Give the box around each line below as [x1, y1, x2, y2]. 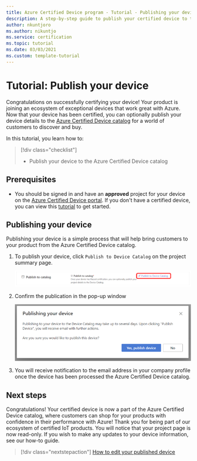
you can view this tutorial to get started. [14, 203, 111, 210]
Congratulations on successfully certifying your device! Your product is [6, 98, 178, 105]
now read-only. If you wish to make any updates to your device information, [6, 431, 189, 438]
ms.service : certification [6, 34, 72, 41]
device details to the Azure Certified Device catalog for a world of [6, 117, 165, 124]
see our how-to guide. [6, 437, 60, 444]
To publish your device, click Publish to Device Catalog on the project [14, 253, 186, 260]
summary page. [14, 259, 53, 266]
